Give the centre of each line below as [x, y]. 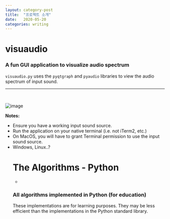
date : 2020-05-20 [26, 19]
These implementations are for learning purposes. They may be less [84, 205]
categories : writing [27, 24]
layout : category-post [29, 10]
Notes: [13, 116]
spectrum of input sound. [32, 81]
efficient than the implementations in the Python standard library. [80, 211]
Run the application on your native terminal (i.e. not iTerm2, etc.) [80, 131]
